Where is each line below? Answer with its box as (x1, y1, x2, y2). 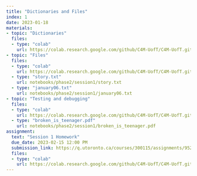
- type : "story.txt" (11, 74, 62, 80)
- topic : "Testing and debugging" (6, 96, 91, 101)
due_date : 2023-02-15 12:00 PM (11, 139, 88, 145)
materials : (6, 25, 33, 31)
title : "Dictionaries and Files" (6, 8, 88, 15)
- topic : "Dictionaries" (6, 31, 67, 36)
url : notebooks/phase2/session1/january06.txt (16, 90, 133, 96)
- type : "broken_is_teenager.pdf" (11, 118, 96, 124)
